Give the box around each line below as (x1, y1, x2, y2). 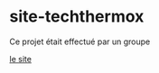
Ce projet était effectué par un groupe (9, 36, 151, 47)
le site (9, 53, 32, 64)
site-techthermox (9, 6, 145, 27)
